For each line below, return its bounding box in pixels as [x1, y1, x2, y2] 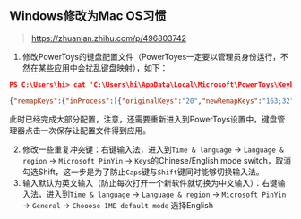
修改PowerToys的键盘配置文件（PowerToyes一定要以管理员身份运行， [21, 51, 281, 62]
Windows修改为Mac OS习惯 [9, 8, 168, 24]
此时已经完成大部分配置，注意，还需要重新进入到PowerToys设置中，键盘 [9, 114, 278, 124]
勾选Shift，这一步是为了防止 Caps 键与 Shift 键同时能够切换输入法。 [21, 166, 264, 177]
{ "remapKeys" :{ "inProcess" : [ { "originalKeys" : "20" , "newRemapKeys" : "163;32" [9, 97, 295, 105]
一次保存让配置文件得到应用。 [39, 124, 150, 136]
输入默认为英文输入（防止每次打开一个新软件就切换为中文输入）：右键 [21, 177, 278, 188]
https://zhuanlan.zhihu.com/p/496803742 [30, 32, 186, 43]
